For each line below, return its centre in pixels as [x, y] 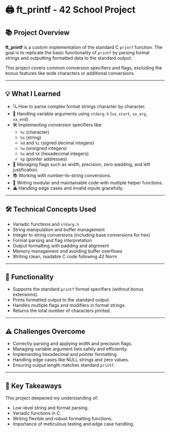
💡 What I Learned [33, 94]
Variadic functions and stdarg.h [46, 224]
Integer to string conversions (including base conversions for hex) [81, 235]
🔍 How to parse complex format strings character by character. [79, 106]
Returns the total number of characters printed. [62, 311]
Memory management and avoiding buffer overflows [67, 251]
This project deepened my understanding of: [52, 398]
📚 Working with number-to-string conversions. [62, 175]
